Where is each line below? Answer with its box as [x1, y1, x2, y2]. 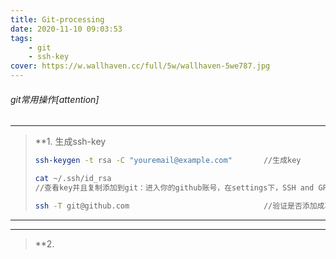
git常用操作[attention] [10, 93, 100, 105]
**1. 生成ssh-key [34, 136, 107, 148]
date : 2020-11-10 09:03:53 [10, 24, 123, 34]
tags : [10, 33, 33, 43]
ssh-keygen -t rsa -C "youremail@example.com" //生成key [34, 156, 302, 166]
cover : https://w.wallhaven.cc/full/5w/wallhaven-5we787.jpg [10, 61, 271, 71]
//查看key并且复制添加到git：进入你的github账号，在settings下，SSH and [34, 182, 315, 193]
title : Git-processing [10, 14, 105, 25]
